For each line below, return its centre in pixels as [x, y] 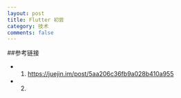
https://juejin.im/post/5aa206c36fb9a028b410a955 [101, 74]
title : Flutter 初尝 [36, 20]
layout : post [26, 13]
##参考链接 [23, 53]
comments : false [30, 33]
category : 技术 [28, 26]
